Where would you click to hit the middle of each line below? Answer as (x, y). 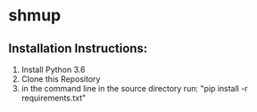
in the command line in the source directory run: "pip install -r (134, 88)
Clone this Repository (61, 79)
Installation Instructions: (78, 48)
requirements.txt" (54, 98)
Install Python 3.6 (53, 69)
